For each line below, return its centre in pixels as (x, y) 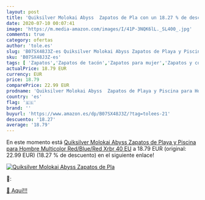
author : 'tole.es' (30, 46)
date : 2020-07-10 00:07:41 (41, 23)
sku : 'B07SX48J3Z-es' (34, 57)
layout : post (23, 12)
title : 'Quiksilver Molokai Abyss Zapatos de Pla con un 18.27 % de (97, 18)
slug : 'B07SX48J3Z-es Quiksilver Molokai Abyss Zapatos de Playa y (94, 52)
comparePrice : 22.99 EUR (38, 86)
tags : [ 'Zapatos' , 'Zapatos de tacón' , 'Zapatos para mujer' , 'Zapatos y (99, 63)
